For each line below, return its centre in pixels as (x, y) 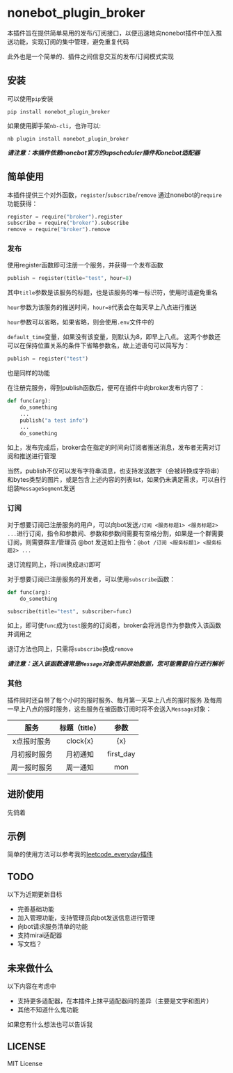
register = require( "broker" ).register (65, 217)
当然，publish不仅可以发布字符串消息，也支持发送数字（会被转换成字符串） (115, 471)
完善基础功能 (35, 909)
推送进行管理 (38, 456)
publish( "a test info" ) (54, 420)
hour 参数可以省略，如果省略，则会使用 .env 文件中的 (81, 322)
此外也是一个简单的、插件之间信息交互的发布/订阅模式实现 (91, 56)
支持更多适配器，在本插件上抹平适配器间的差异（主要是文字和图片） (115, 1001)
